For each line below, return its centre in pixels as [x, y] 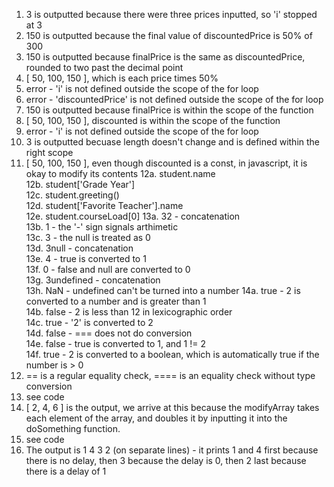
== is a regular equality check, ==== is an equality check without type [170, 375]
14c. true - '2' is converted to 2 [89, 322]
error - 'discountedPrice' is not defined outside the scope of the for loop [174, 99]
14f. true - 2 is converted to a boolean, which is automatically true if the [172, 354]
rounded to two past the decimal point [104, 67]
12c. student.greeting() [72, 195]
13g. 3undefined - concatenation [93, 280]
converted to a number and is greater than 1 [116, 301]
